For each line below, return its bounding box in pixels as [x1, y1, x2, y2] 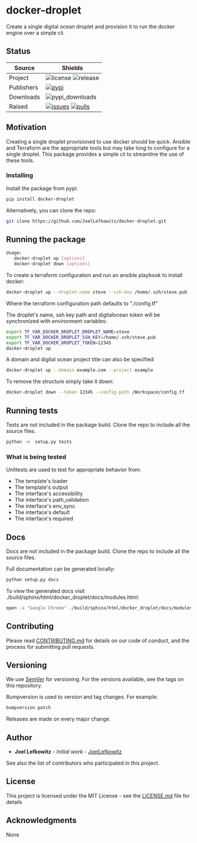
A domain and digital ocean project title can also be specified [6, 356, 154, 363]
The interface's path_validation [14, 497, 89, 504]
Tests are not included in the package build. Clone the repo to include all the [6, 421, 191, 428]
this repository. [6, 682, 43, 689]
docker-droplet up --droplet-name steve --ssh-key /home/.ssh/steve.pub [6, 289, 188, 295]
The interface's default [14, 509, 70, 516]
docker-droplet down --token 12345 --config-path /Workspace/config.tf [6, 389, 185, 395]
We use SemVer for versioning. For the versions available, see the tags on [6, 676, 184, 683]
